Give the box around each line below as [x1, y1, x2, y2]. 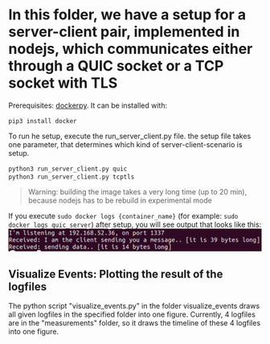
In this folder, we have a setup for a [8, 6, 247, 24]
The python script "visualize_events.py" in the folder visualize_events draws [8, 301, 260, 311]
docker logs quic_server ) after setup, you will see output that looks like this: [8, 219, 262, 229]
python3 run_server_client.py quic [8, 165, 128, 173]
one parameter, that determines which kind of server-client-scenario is [8, 139, 243, 149]
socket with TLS [8, 74, 118, 92]
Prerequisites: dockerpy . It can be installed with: [8, 100, 167, 110]
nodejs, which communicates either [8, 40, 253, 58]
